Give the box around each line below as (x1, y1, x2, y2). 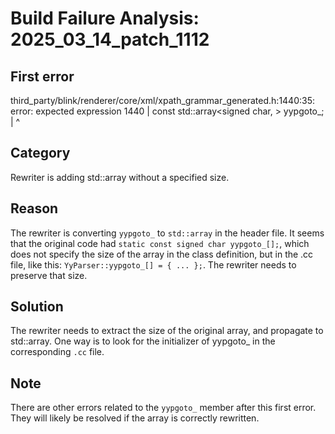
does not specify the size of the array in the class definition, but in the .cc (10, 248, 314, 260)
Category (10, 145, 71, 162)
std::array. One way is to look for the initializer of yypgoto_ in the (10, 335, 276, 347)
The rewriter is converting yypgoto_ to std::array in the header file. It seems (10, 227, 325, 239)
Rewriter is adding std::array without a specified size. (10, 171, 230, 183)
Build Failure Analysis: (10, 7, 200, 30)
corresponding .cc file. (10, 346, 105, 358)
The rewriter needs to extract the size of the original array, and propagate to (10, 325, 324, 337)
